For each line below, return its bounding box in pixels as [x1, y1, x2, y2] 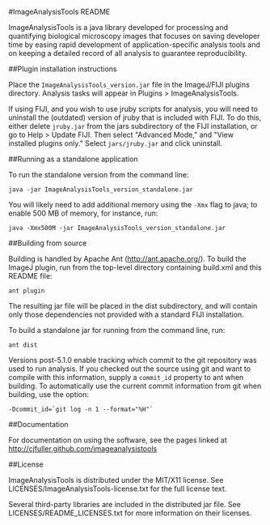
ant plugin [8, 287, 45, 295]
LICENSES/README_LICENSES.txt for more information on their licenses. [8, 508, 252, 518]
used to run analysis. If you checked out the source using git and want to [8, 364, 251, 373]
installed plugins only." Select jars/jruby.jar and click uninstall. [8, 139, 222, 148]
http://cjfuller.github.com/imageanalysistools [8, 444, 158, 453]
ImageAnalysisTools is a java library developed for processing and [8, 23, 229, 32]
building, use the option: [8, 390, 89, 399]
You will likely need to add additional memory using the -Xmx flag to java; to [8, 200, 258, 209]
